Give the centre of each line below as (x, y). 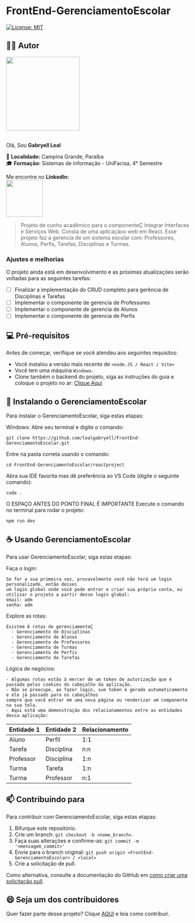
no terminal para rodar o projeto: (46, 510)
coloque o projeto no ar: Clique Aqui (58, 383)
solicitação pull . (25, 881)
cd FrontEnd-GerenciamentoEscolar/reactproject (65, 465)
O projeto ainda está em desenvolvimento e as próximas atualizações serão (97, 272)
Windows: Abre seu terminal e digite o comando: (65, 427)
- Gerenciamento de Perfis (44, 652)
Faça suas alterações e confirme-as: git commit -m (77, 840)
